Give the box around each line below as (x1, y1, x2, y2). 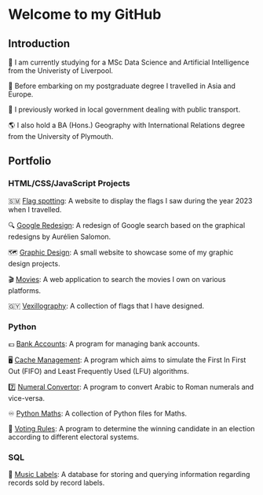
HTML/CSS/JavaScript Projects (8, 178, 131, 189)
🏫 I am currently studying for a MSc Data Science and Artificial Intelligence (8, 57, 250, 67)
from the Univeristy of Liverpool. (8, 66, 114, 75)
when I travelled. (8, 204, 62, 214)
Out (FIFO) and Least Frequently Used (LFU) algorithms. (8, 366, 190, 376)
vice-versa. (8, 393, 46, 402)
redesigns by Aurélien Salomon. (8, 232, 111, 241)
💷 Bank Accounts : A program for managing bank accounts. (8, 339, 200, 348)
